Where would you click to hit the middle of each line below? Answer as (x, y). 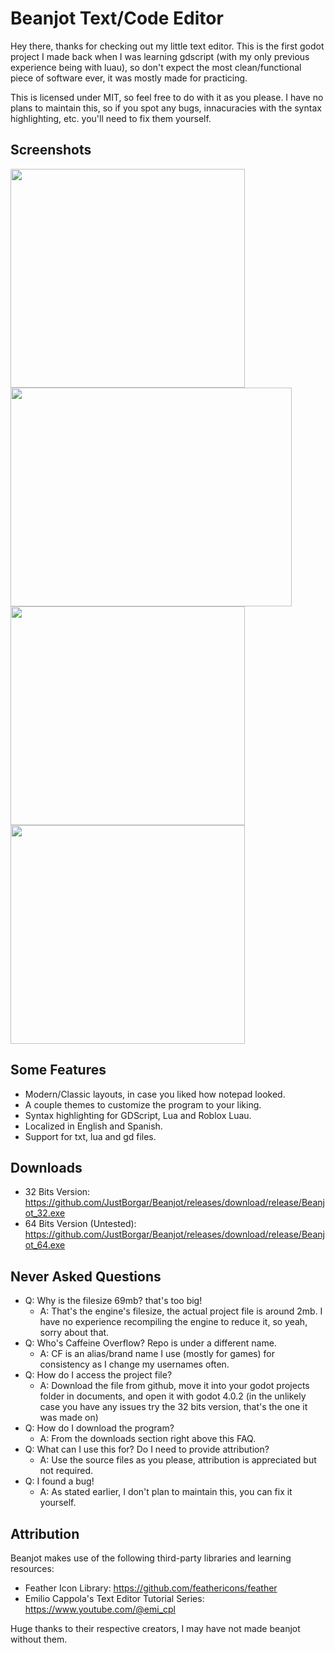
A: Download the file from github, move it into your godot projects (174, 1386)
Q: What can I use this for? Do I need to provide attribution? (147, 1449)
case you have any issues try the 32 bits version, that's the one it (173, 1407)
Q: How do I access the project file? (98, 1375)
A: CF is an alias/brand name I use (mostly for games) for (157, 1354)
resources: (32, 1568)
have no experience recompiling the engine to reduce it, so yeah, (173, 1322)
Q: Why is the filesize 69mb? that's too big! (113, 1301)
